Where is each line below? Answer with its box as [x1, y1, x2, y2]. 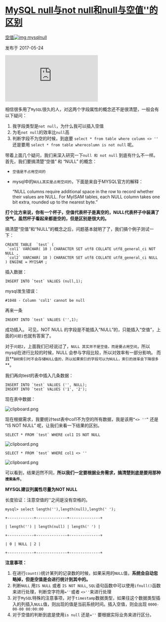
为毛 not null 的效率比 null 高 [12, 129, 70, 135]
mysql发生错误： [5, 288, 40, 294]
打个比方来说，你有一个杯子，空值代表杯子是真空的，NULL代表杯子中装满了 [5, 209, 160, 215]
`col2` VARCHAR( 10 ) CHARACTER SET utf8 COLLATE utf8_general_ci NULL [7, 255, 158, 260]
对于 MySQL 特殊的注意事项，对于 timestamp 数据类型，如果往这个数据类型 [12, 595, 157, 601]
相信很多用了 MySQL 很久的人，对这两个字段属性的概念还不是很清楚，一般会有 [5, 106, 159, 112]
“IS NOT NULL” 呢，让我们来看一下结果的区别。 [5, 422, 102, 428]
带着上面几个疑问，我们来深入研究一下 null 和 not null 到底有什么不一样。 [5, 152, 158, 158]
